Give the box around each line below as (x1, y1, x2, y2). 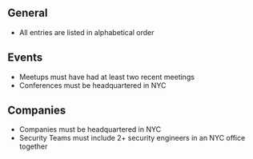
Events (7, 51, 43, 65)
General (7, 6, 49, 20)
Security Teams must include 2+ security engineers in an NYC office (18, 133, 246, 143)
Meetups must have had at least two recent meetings (18, 72, 195, 81)
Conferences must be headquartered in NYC (18, 80, 167, 90)
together (18, 141, 48, 151)
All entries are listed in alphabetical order (18, 27, 155, 37)
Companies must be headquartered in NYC (18, 125, 162, 134)
